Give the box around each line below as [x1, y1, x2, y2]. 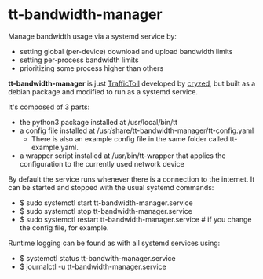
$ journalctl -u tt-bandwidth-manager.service [19, 262, 166, 271]
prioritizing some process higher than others [19, 63, 164, 72]
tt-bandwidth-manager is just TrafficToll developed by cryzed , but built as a [8, 79, 256, 88]
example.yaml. [31, 142, 79, 152]
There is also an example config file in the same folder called [31, 134, 228, 143]
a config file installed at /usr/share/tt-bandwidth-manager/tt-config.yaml [19, 126, 254, 135]
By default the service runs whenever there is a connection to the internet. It [8, 174, 255, 184]
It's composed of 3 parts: [8, 102, 90, 112]
